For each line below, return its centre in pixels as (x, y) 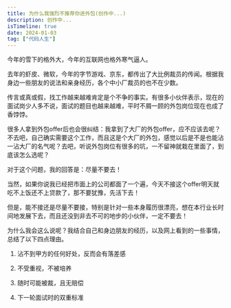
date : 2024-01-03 (32, 33)
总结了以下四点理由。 (37, 239)
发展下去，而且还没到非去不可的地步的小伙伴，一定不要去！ (103, 216)
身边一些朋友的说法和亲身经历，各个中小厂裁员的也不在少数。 (95, 82)
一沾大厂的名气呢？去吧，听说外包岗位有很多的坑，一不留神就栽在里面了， (112, 146)
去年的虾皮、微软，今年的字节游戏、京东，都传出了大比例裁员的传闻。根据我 (115, 74)
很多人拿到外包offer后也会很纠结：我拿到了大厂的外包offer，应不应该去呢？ (114, 129)
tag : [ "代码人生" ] (32, 39)
